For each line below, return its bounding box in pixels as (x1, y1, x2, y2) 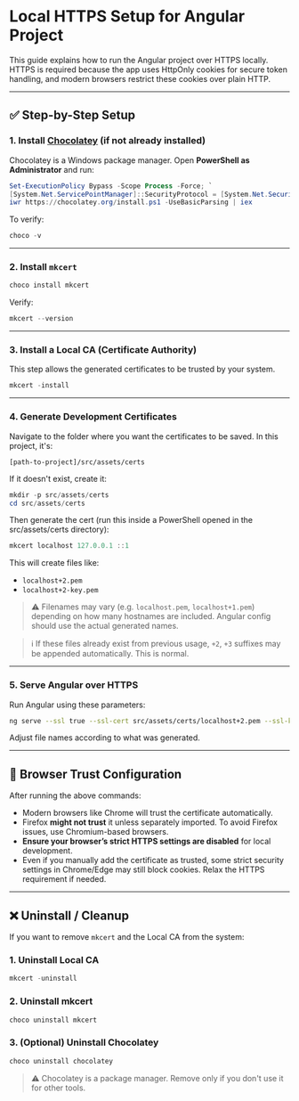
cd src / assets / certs (9, 499, 86, 508)
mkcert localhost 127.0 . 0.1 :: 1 (9, 542, 129, 550)
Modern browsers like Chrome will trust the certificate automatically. (21, 808, 273, 819)
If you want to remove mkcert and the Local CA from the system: (9, 932, 245, 942)
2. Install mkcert (9, 261, 77, 273)
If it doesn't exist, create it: (9, 473, 107, 484)
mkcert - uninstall (9, 974, 77, 983)
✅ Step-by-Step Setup (9, 108, 136, 123)
